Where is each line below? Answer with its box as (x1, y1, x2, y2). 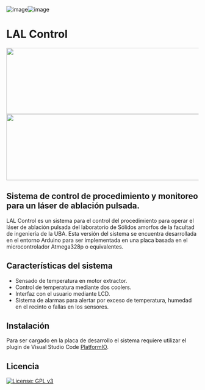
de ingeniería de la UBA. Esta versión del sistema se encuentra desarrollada (6, 230, 197, 237)
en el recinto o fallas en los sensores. (15, 303, 109, 310)
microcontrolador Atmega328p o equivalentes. (6, 242, 124, 250)
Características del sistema (6, 261, 113, 271)
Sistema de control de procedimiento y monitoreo (6, 191, 198, 201)
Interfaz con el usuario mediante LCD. (15, 290, 110, 297)
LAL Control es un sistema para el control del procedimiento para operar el (6, 217, 194, 224)
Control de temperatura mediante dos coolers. (15, 283, 132, 291)
